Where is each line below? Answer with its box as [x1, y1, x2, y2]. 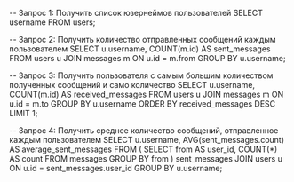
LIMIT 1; [9, 108, 38, 118]
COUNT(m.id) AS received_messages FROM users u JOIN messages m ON [9, 89, 284, 99]
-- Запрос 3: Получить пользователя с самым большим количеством [9, 70, 274, 81]
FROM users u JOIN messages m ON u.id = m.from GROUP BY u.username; [9, 53, 286, 63]
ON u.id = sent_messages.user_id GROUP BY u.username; [9, 163, 223, 173]
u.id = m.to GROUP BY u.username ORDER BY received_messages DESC [9, 99, 276, 109]
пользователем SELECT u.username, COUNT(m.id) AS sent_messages [9, 44, 271, 54]
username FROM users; [9, 17, 96, 28]
